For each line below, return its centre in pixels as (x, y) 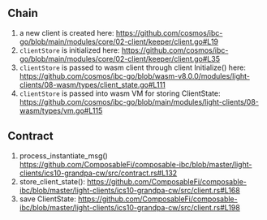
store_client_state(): (52, 181)
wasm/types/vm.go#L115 (61, 110)
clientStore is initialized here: (69, 50)
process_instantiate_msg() (64, 155)
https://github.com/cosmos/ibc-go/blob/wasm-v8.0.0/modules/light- (135, 75)
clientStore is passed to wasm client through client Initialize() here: (133, 67)
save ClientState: (47, 199)
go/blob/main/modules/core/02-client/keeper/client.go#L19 (119, 41)
